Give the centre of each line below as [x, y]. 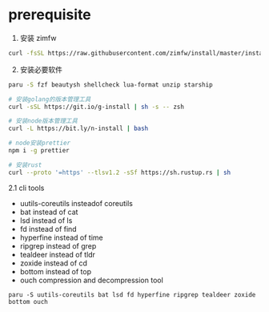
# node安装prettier [40, 143]
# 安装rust [25, 165]
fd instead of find [48, 229]
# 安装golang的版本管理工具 [50, 99]
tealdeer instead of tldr [58, 254]
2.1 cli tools [26, 188]
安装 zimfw [38, 38]
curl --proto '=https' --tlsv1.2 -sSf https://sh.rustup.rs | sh [119, 172]
